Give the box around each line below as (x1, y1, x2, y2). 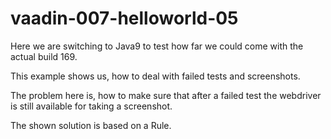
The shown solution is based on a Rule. (10, 119, 172, 131)
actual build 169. (10, 50, 78, 62)
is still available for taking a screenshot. (10, 100, 173, 112)
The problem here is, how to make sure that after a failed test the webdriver (10, 89, 322, 101)
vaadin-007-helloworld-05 (10, 7, 239, 30)
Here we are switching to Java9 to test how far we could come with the (10, 40, 304, 52)
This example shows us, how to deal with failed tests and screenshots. (10, 70, 301, 82)
